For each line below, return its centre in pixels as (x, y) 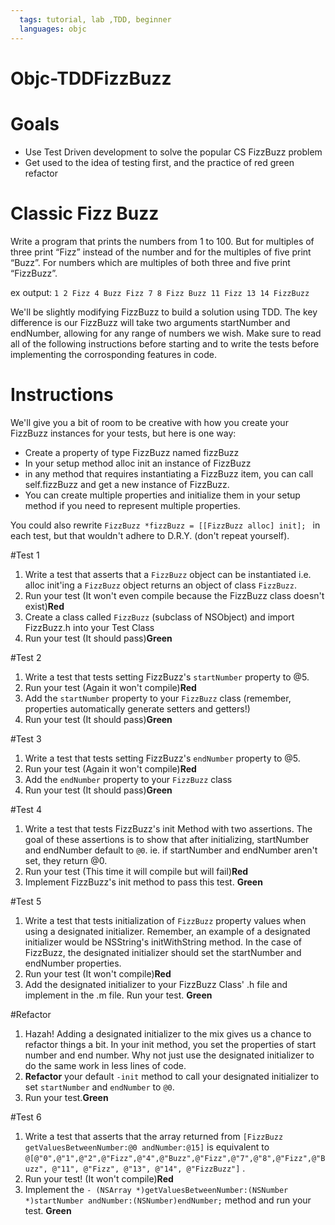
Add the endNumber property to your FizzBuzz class (128, 779)
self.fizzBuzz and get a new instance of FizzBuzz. (127, 484)
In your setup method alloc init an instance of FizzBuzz (138, 463)
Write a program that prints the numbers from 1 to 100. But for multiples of (162, 241)
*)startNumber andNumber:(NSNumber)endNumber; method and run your (168, 1200)
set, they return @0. (66, 860)
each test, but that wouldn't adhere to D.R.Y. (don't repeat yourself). (150, 535)
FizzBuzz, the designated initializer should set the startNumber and (163, 952)
